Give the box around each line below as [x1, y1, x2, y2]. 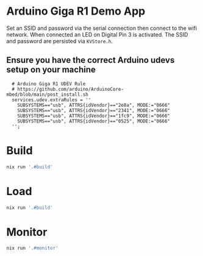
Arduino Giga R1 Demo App [6, 4, 146, 18]
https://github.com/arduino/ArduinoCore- [17, 86, 124, 92]
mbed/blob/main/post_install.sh [6, 91, 88, 98]
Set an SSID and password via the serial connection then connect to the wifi [6, 24, 197, 32]
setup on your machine [6, 65, 96, 75]
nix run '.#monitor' [6, 245, 59, 251]
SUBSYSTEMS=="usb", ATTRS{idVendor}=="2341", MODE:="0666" [17, 107, 171, 113]
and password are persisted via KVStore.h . [6, 37, 113, 44]
